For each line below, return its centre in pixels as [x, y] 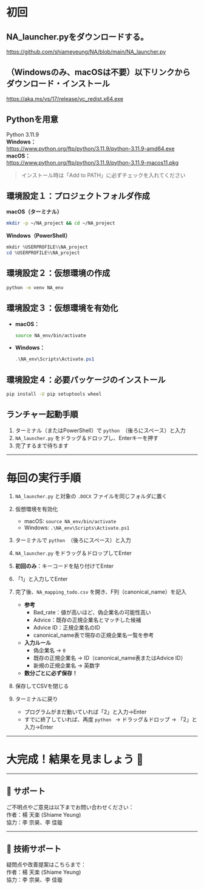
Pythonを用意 [32, 119]
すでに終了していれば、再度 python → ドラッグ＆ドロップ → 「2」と [110, 719]
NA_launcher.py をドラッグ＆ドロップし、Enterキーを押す [87, 438]
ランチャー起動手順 [42, 415]
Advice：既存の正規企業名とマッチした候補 [87, 620]
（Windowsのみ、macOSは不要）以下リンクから [98, 73]
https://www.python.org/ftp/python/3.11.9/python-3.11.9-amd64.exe [90, 148]
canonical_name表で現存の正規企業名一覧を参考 [93, 635]
